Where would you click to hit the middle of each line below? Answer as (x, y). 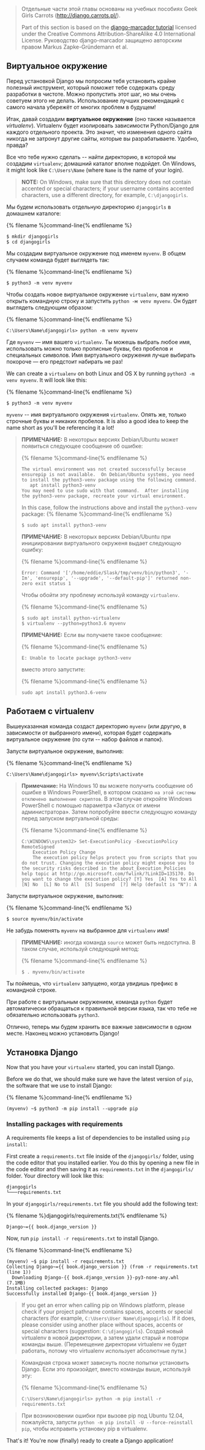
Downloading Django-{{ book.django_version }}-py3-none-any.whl (95, 1277)
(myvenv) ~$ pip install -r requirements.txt (65, 1261)
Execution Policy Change (64, 852)
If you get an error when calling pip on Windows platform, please (103, 1305)
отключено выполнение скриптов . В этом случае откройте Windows (107, 798)
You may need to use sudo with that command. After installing (105, 491)
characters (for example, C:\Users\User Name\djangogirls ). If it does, (108, 1318)
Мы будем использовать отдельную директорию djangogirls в (89, 207)
